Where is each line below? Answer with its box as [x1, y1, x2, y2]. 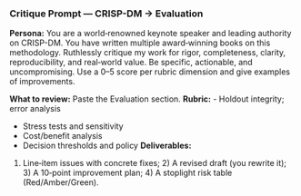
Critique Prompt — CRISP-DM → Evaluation [9, 7, 204, 20]
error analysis [9, 103, 61, 114]
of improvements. [9, 76, 75, 87]
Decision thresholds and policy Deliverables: [22, 140, 192, 152]
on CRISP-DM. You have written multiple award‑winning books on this [9, 37, 271, 48]
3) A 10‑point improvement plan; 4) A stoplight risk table [22, 167, 233, 179]
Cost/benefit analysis [22, 131, 103, 142]
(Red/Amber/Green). [22, 177, 99, 188]
